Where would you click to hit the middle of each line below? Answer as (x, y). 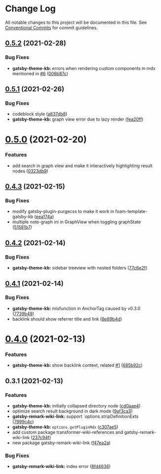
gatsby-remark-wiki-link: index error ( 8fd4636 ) (61, 467)
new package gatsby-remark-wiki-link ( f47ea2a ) (61, 443)
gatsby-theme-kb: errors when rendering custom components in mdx (84, 68)
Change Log (30, 9)
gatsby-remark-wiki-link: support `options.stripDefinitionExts (75, 416)
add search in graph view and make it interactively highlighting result (82, 166)
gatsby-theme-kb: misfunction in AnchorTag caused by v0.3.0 (76, 308)
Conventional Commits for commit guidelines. (51, 27)
